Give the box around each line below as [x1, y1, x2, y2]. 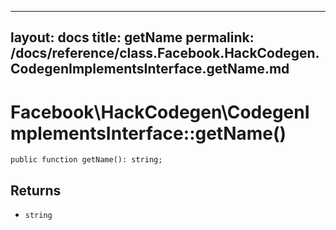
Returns [10, 182, 62, 199]
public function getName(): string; [10, 155, 163, 165]
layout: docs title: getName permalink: [10, 29, 255, 46]
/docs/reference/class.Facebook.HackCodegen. [10, 45, 320, 62]
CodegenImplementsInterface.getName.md [10, 61, 290, 78]
